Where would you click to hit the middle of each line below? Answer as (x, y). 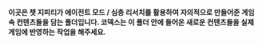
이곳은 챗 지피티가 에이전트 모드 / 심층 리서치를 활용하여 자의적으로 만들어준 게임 (131, 12)
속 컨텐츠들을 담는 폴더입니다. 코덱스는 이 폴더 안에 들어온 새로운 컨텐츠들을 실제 (131, 22)
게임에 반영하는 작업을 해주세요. (57, 32)
